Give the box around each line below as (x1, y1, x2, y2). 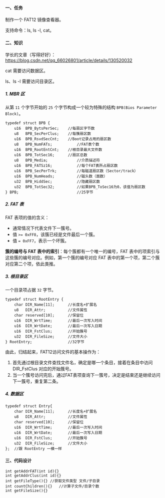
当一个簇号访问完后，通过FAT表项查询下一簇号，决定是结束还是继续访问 (12, 372, 161, 378)
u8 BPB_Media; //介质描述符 (14, 158, 100, 163)
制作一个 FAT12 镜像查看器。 (5, 17, 64, 23)
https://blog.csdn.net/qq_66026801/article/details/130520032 (5, 58, 132, 64)
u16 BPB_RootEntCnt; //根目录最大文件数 (14, 147, 102, 152)
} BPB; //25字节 (5, 190, 93, 195)
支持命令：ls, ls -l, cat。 (5, 28, 54, 34)
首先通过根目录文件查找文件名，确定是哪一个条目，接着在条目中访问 (12, 360, 153, 366)
